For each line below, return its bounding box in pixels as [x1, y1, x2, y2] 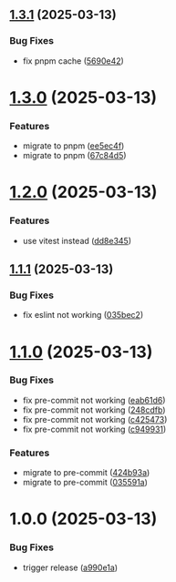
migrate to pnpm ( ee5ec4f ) [22, 140, 125, 151]
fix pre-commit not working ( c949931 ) [22, 424, 167, 434]
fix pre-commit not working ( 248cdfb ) [22, 404, 166, 415]
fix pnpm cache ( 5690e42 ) [22, 55, 125, 66]
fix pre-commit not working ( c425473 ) [22, 414, 168, 424]
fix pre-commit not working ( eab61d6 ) [22, 394, 166, 405]
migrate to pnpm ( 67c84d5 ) [22, 150, 127, 161]
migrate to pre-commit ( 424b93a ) [22, 467, 150, 478]
